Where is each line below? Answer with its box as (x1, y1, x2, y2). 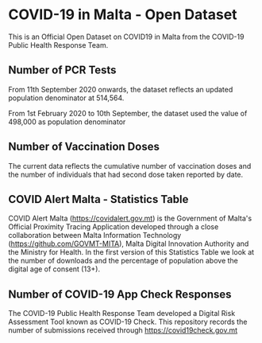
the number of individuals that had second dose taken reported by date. (8, 170, 244, 179)
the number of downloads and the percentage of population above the (8, 256, 238, 266)
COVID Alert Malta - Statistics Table (8, 193, 189, 206)
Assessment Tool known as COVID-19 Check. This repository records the (8, 317, 248, 327)
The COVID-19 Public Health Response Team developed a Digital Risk (8, 309, 236, 318)
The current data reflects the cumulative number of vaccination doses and (8, 161, 252, 170)
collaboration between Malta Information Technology (8, 231, 182, 240)
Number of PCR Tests (8, 64, 117, 77)
